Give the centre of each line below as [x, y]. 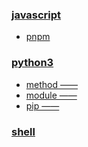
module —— [51, 95]
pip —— [42, 105]
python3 [32, 63]
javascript [36, 15]
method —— [51, 84]
